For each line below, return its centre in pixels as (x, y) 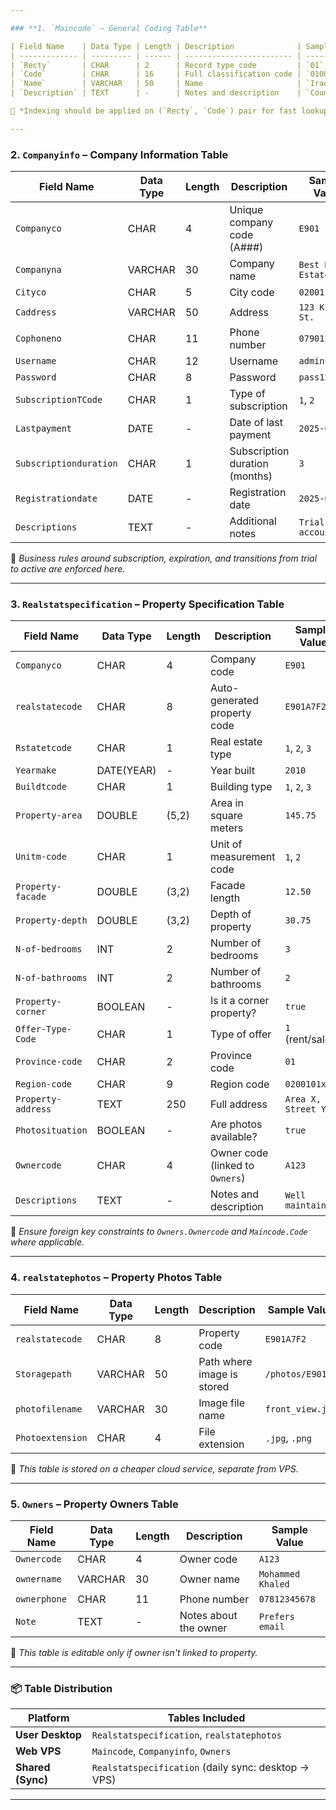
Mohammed (279, 1574)
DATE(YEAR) (126, 771)
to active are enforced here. (68, 569)
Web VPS (38, 1751)
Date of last (256, 423)
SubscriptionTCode (59, 400)
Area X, (303, 1099)
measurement (243, 857)
